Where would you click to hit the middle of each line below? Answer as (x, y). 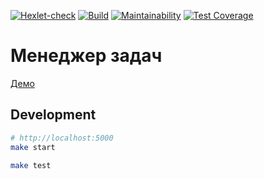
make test (31, 165)
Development (53, 115)
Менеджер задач (86, 56)
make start (33, 147)
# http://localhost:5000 (62, 138)
